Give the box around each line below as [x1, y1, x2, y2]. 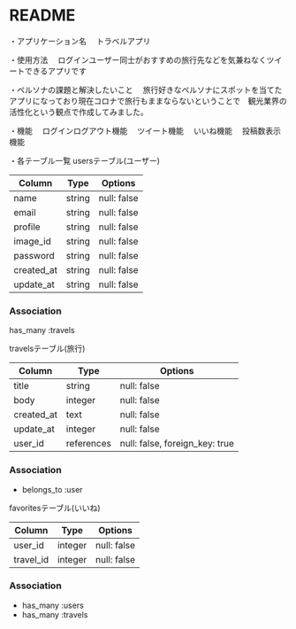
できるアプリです [24, 66, 87, 76]
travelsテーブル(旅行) [9, 343, 86, 354]
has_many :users [21, 600, 84, 610]
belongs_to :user [21, 484, 83, 494]
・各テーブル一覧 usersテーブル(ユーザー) [9, 155, 161, 166]
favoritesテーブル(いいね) [9, 502, 101, 513]
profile [13, 221, 42, 233]
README [9, 5, 76, 26]
